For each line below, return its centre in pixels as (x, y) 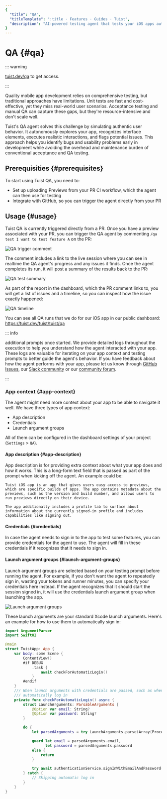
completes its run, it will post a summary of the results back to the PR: (77, 269)
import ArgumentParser (29, 631)
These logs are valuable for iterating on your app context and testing (75, 353)
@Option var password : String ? (64, 714)
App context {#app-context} (40, 391)
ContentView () (38, 658)
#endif (30, 682)
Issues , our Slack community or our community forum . (61, 369)
